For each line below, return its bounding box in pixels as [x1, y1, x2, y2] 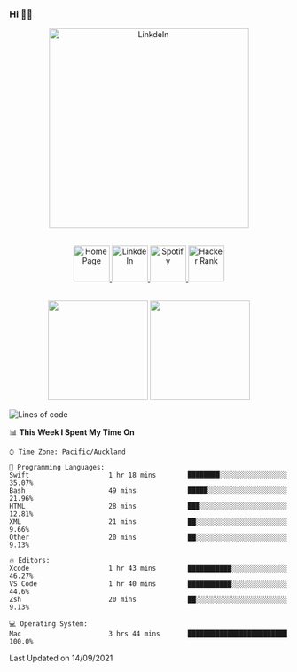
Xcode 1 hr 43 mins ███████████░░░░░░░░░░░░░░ [9, 564, 288, 573]
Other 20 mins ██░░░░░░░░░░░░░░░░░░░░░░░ [9, 533, 288, 542]
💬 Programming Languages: [9, 463, 105, 472]
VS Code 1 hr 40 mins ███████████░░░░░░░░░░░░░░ [9, 580, 288, 589]
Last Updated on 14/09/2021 [9, 652, 113, 664]
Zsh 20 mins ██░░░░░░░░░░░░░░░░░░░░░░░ [9, 595, 288, 605]
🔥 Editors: [9, 557, 51, 565]
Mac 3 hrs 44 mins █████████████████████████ [9, 629, 288, 638]
